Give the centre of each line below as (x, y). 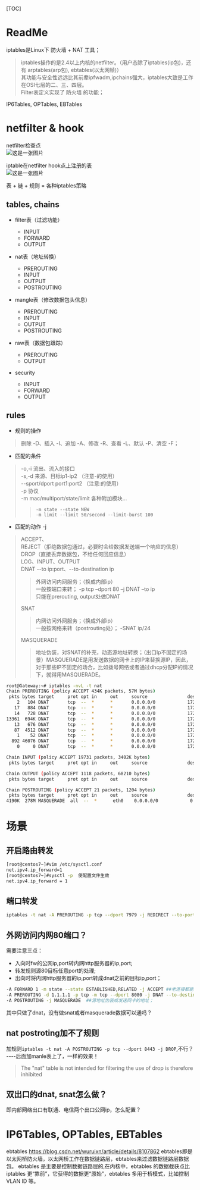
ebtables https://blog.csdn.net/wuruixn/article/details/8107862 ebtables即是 (99, 1151)
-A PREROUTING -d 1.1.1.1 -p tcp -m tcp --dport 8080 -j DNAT (85, 995)
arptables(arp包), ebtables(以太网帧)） (75, 70)
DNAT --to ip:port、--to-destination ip (67, 569)
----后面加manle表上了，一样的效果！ (52, 1056)
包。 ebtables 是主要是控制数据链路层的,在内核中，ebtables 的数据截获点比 (98, 1166)
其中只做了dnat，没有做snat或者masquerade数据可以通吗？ (79, 1012)
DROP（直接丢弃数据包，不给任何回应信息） (75, 554)
